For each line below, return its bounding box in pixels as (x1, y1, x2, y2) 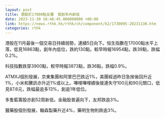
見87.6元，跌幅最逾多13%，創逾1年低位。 (5, 86, 89, 92)
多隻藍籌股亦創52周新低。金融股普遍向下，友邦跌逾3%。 (5, 97, 122, 103)
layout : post (5, 7, 32, 12)
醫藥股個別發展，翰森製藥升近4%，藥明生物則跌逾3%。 (5, 108, 119, 114)
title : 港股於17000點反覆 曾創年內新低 (5, 12, 80, 17)
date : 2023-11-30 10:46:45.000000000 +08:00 (5, 16, 99, 21)
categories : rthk (5, 26, 41, 31)
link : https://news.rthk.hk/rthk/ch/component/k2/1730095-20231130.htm (5, 21, 156, 26)
